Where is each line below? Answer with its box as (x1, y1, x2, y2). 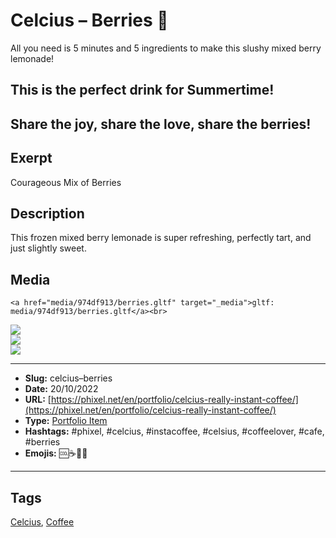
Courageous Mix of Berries (10, 176, 122, 188)
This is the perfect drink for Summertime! (10, 82, 275, 99)
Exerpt (10, 150, 53, 167)
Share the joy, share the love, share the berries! (10, 115, 312, 133)
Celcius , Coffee (10, 515, 75, 528)
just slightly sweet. (10, 242, 87, 254)
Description (10, 205, 85, 222)
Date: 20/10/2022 (24, 383, 99, 395)
